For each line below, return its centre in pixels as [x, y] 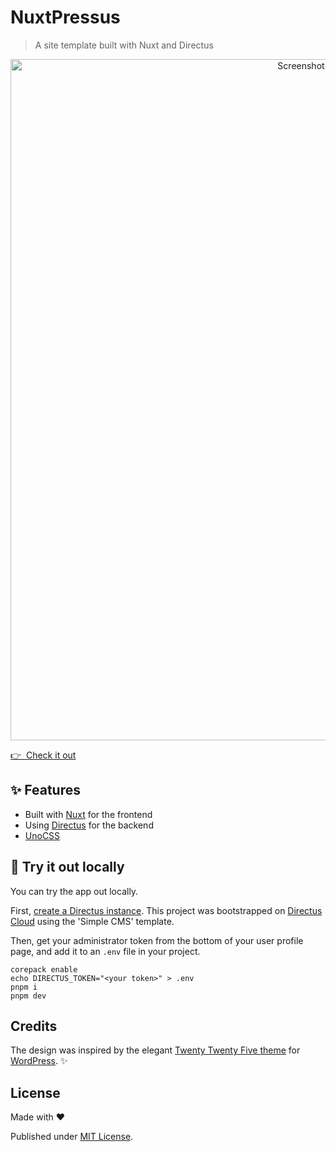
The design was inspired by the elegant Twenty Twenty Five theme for [155, 1050]
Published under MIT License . [72, 1137]
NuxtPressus [65, 17]
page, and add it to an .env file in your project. [105, 951]
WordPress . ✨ [39, 1061]
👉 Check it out [43, 755]
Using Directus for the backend [89, 825]
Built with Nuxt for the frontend [88, 814]
